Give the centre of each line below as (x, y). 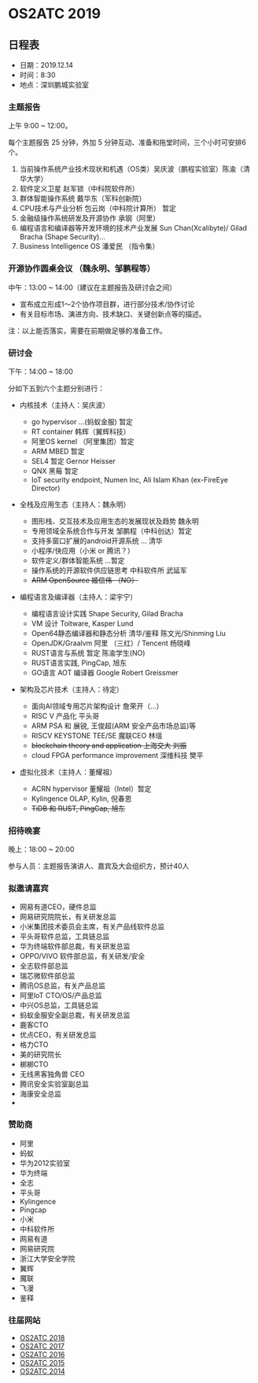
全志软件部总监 (44, 966)
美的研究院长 (40, 1055)
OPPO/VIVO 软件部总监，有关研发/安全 (82, 956)
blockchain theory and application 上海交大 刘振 (109, 745)
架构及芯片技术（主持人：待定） (71, 689)
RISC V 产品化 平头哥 (65, 716)
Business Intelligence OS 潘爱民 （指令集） (89, 246)
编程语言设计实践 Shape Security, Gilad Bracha (107, 613)
